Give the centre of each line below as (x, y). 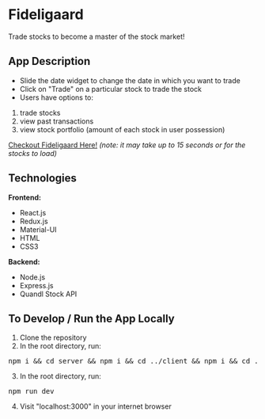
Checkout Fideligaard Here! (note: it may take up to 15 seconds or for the (127, 145)
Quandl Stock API (48, 294)
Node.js (32, 277)
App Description (49, 61)
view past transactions (57, 121)
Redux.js (34, 221)
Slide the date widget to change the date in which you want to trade (130, 80)
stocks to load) (33, 153)
